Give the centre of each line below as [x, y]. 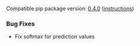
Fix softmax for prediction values [55, 37]
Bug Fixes [21, 24]
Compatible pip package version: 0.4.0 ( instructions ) [70, 9]
